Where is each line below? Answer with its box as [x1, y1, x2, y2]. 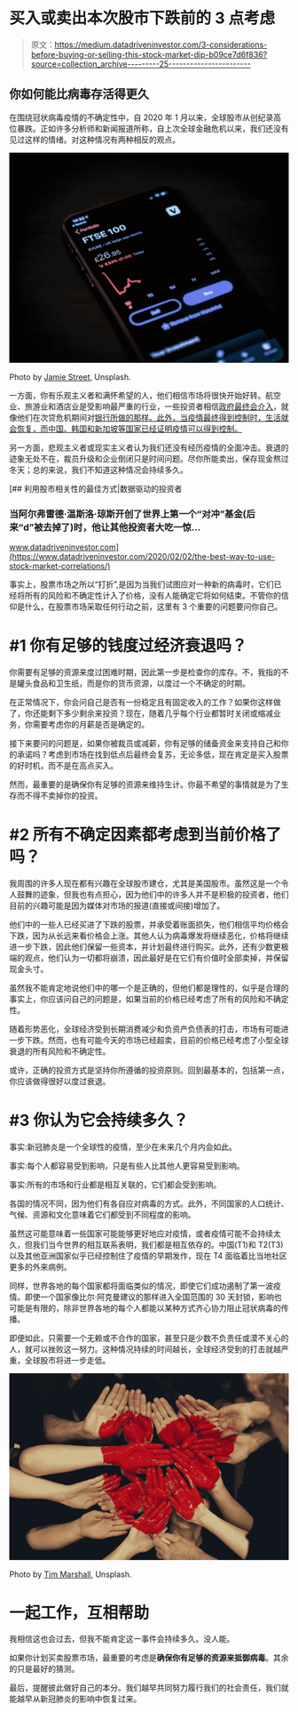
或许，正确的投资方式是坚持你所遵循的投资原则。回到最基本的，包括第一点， [9, 1065, 289, 1075]
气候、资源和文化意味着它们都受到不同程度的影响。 [9, 1209, 196, 1219]
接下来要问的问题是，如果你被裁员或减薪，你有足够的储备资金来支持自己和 [9, 737, 281, 748]
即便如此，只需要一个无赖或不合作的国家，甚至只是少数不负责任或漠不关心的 [9, 1332, 289, 1343]
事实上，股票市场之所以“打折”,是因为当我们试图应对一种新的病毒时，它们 [9, 579, 274, 590]
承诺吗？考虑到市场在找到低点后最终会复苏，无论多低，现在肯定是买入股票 [16, 749, 289, 760]
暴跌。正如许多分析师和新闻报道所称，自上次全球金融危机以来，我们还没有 [16, 123, 289, 133]
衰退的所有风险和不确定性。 [9, 1046, 111, 1057]
